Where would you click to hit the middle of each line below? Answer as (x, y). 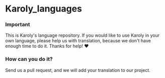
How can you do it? (29, 59)
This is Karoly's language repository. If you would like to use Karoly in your (82, 35)
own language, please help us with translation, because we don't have (78, 41)
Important (18, 25)
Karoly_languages (44, 9)
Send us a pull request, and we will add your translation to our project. (78, 70)
